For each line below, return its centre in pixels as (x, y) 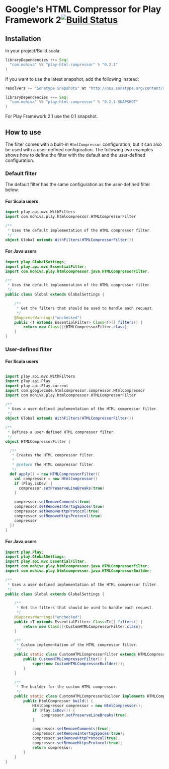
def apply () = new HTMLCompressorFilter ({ (55, 474)
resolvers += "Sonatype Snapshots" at (46, 88)
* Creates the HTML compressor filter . (54, 455)
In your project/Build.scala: (33, 51)
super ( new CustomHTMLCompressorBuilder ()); (78, 664)
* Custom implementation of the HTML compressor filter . (77, 645)
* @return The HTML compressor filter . (54, 465)
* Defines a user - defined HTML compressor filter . (61, 432)
